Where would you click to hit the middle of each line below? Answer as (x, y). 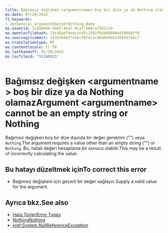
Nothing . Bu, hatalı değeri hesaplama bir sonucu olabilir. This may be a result (83, 148)
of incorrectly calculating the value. (42, 154)
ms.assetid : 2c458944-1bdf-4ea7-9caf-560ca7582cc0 (59, 29)
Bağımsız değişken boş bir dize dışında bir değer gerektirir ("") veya (75, 138)
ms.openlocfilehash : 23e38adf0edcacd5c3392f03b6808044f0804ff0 (72, 33)
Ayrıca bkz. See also (37, 203)
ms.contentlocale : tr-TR (31, 47)
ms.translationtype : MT (30, 43)
